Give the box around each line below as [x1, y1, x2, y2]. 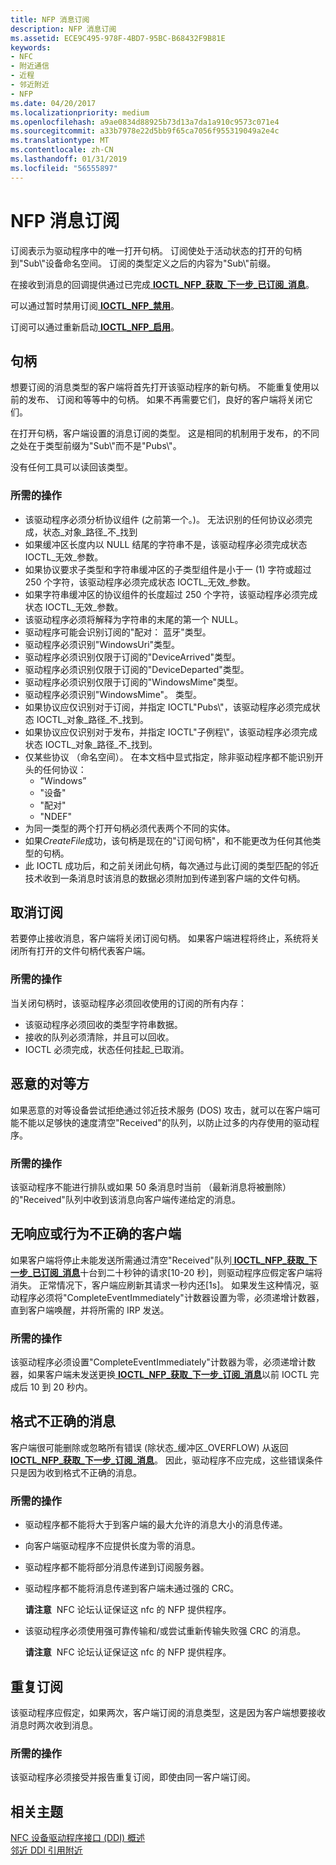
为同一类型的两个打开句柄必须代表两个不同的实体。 [24, 822, 236, 834]
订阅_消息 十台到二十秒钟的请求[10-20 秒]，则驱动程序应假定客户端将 [40, 1266, 323, 1278]
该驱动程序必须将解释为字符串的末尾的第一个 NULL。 [24, 613, 244, 625]
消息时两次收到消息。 [10, 1719, 98, 1731]
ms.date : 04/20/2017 [10, 98, 97, 108]
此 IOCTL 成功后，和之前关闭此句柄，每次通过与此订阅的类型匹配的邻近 [24, 859, 320, 871]
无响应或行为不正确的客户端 [10, 1226, 182, 1243]
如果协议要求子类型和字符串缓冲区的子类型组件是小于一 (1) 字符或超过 [24, 563, 312, 575]
